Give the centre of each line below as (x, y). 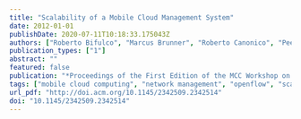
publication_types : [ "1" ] (57, 51)
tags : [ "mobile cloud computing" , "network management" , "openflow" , (142, 84)
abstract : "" (34, 59)
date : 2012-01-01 (42, 26)
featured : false (39, 68)
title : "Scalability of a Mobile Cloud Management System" (122, 17)
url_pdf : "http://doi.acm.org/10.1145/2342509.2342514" (116, 92)
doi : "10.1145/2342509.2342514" (69, 101)
